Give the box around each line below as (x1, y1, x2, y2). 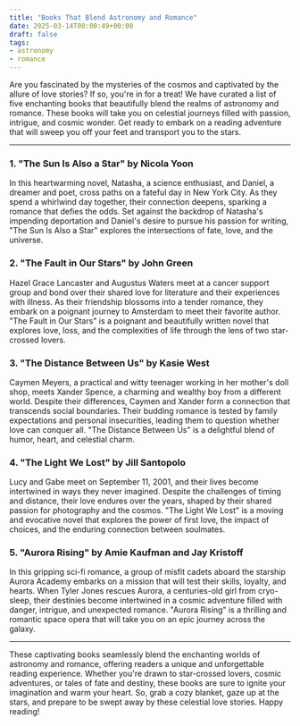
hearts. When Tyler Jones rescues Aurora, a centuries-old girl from (9, 586, 256, 596)
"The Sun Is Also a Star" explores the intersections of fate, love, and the (9, 225, 274, 236)
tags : (9, 38, 29, 47)
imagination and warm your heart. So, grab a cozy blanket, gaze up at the (9, 688, 279, 698)
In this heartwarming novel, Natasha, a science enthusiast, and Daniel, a (9, 178, 275, 189)
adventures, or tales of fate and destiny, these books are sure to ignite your (9, 678, 287, 688)
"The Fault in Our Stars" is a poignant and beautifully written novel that (9, 315, 270, 326)
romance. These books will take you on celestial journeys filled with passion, (9, 108, 291, 118)
